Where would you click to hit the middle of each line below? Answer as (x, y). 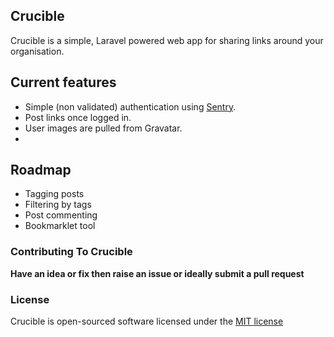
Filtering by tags (58, 205)
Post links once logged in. (78, 117)
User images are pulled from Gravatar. (103, 128)
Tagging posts (54, 194)
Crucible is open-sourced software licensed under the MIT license (147, 321)
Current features (63, 82)
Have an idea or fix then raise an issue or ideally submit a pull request (157, 273)
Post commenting (61, 215)
